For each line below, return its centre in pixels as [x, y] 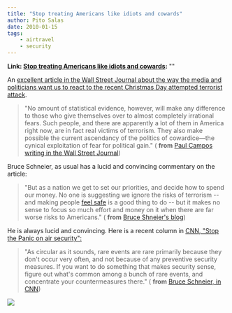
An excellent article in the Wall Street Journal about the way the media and [115, 80]
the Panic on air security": [45, 238]
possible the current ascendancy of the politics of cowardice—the [119, 138]
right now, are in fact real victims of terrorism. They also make [114, 131]
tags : [15, 33]
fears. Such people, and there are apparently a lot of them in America [124, 123]
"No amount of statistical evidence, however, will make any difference [125, 108]
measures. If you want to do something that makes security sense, [120, 266]
